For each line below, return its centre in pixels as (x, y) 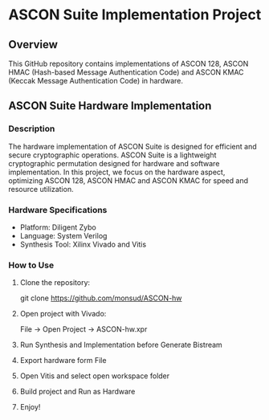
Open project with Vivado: (63, 314)
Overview (33, 45)
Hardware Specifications (58, 210)
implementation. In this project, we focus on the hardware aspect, (117, 172)
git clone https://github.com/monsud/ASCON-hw (101, 298)
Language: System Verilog (63, 235)
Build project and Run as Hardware (77, 392)
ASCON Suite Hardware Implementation (110, 106)
